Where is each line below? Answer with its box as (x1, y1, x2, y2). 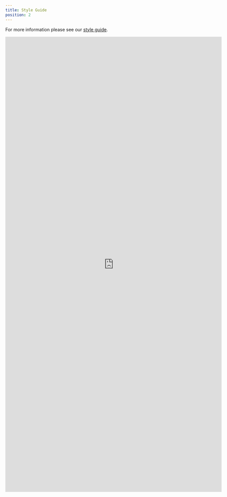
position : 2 (5, 12, 31, 17)
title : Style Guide (5, 7, 47, 13)
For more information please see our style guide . (5, 26, 108, 32)
